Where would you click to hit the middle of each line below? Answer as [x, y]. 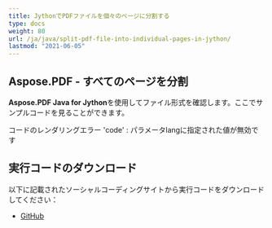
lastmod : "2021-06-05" [47, 46]
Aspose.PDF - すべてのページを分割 [99, 81]
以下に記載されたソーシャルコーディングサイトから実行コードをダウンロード [136, 189]
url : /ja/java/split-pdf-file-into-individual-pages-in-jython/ [120, 39]
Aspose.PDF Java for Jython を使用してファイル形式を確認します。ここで [132, 102]
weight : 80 [27, 31]
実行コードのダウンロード [72, 168]
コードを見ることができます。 [79, 112]
